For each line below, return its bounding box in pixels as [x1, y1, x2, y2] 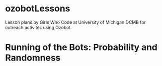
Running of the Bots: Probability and [5, 42, 158, 53]
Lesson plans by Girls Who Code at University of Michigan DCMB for [5, 19, 146, 25]
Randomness [5, 52, 61, 64]
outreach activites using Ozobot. [5, 24, 72, 30]
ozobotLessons [5, 3, 71, 14]
